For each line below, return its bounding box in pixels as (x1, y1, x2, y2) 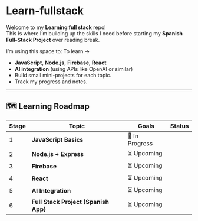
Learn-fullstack (6, 4, 84, 18)
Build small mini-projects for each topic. (14, 71, 112, 79)
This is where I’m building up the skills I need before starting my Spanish (6, 30, 183, 37)
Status (170, 122, 189, 130)
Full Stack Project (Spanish (31, 197, 110, 206)
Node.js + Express (31, 150, 84, 158)
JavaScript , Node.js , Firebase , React (14, 59, 107, 66)
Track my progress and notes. (14, 78, 88, 85)
